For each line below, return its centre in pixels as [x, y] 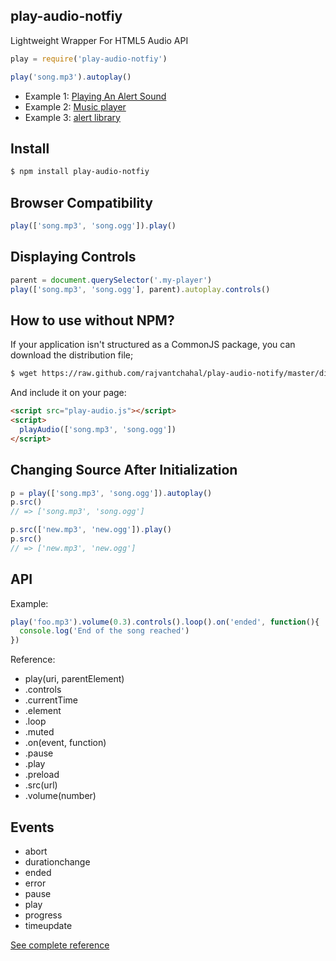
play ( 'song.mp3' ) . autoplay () [71, 77]
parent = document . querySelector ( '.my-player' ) [111, 280]
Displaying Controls [73, 257]
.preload [42, 775]
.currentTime [51, 700]
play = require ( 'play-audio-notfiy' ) [89, 59]
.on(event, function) [65, 743]
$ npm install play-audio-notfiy [80, 172]
